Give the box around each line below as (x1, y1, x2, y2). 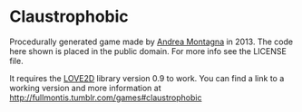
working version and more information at (9, 82, 161, 93)
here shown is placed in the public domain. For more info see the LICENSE (9, 45, 287, 56)
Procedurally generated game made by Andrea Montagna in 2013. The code (9, 36, 293, 47)
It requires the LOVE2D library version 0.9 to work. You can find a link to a (9, 72, 285, 83)
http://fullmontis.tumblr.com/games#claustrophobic (9, 92, 202, 103)
